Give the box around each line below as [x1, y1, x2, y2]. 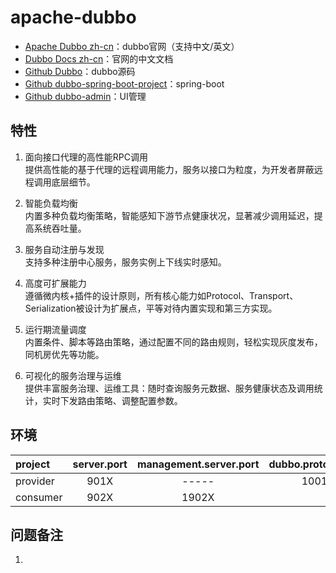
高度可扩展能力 [24, 277, 87, 289]
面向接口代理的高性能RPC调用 [24, 151, 148, 163]
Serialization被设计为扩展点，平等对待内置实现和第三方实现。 [24, 302, 278, 314]
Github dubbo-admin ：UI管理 [24, 90, 147, 102]
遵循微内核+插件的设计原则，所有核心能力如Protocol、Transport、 [24, 289, 299, 301]
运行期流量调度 [24, 323, 87, 335]
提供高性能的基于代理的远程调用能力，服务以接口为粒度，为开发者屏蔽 [24, 163, 315, 175]
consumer [15, 490, 63, 504]
